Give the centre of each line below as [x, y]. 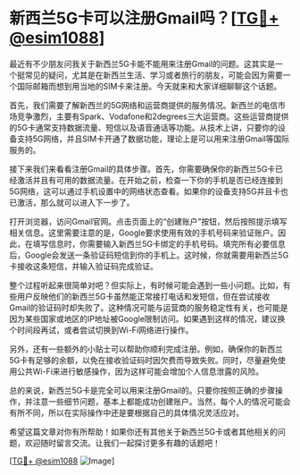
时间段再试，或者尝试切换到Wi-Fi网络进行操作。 [105, 330]
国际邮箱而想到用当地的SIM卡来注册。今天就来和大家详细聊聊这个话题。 [149, 86]
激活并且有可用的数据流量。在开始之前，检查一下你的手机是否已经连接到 [150, 180]
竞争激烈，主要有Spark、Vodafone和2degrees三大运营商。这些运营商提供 [153, 116]
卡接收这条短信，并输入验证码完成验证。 [83, 266]
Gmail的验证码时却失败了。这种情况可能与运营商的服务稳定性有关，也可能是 [149, 307]
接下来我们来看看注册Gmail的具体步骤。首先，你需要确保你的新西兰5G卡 [142, 169]
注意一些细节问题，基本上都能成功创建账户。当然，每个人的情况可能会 [162, 401]
